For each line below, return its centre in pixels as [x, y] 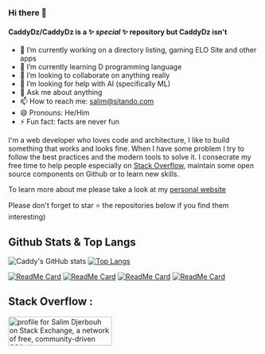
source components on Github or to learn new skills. [94, 174]
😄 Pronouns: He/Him [55, 113]
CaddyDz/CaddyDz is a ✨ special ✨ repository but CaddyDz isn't [118, 32]
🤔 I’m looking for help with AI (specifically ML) [95, 84]
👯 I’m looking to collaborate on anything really [95, 76]
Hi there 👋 [28, 13]
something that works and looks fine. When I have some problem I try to [127, 149]
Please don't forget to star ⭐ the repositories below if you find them [119, 206]
